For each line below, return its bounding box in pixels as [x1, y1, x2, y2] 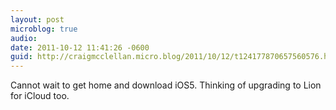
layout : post [10, 14, 65, 25]
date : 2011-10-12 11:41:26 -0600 [10, 42, 150, 53]
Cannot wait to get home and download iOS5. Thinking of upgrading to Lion [10, 79, 322, 91]
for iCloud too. [10, 90, 70, 102]
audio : [10, 33, 38, 43]
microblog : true [10, 24, 78, 34]
